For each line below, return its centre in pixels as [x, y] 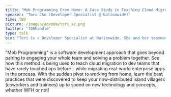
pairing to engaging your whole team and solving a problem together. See [82, 58]
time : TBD [16, 19]
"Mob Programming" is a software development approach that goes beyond [85, 52]
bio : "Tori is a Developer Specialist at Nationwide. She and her [77, 38]
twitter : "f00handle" [28, 29]
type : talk [17, 33]
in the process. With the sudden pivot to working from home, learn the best [84, 74]
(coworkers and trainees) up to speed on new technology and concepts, [81, 84]
